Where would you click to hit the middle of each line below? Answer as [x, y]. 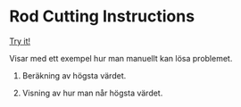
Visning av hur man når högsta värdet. [92, 93]
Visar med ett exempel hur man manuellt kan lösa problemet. [121, 58]
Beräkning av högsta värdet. [74, 75]
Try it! [20, 41]
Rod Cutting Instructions [102, 16]
